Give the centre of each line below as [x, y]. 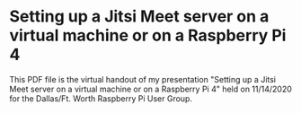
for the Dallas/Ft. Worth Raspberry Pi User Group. [101, 98]
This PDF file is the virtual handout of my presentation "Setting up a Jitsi [143, 79]
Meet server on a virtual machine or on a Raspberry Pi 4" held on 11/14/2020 [150, 89]
